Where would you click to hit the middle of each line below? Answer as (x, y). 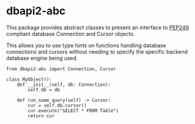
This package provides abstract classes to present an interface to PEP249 (98, 27)
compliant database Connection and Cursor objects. (71, 33)
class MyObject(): (29, 79)
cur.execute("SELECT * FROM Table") (73, 111)
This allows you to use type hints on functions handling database (86, 45)
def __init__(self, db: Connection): (64, 85)
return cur (41, 116)
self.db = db (44, 90)
